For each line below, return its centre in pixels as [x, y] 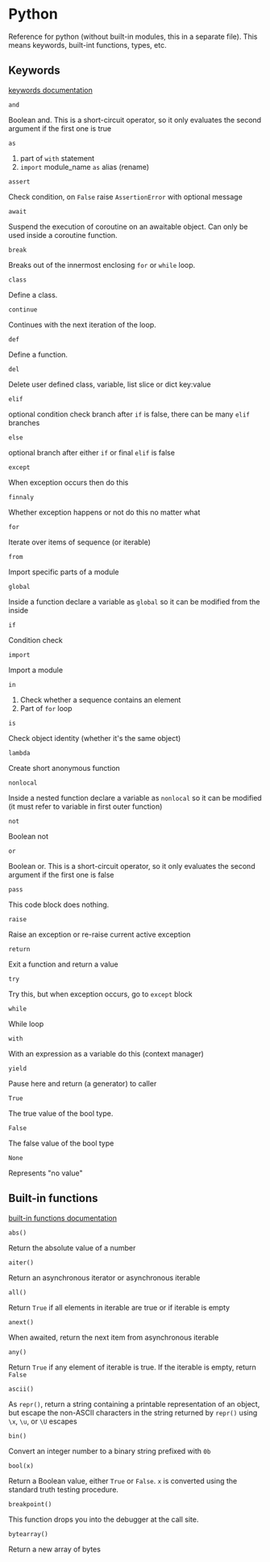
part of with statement [57, 158]
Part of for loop [46, 708]
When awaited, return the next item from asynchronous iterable [114, 1337]
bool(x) [21, 1466]
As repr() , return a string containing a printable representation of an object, [134, 1403]
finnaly [21, 497]
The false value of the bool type [61, 1143]
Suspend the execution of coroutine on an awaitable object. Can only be [128, 226]
